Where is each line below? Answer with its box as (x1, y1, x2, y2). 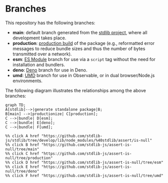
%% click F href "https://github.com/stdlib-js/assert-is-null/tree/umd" (5, 173, 164, 178)
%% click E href (5, 164, 39, 169)
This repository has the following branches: (5, 20, 96, 26)
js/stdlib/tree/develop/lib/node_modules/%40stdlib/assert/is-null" (5, 138, 152, 143)
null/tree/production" (5, 155, 53, 160)
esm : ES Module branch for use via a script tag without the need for (12, 56, 155, 62)
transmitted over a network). (12, 51, 72, 57)
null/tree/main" (5, 147, 39, 152)
